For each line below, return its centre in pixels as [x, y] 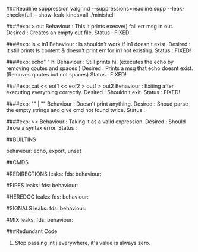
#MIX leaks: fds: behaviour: [40, 220]
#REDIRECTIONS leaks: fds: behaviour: [54, 174]
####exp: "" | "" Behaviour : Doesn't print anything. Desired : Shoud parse [97, 104]
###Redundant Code [32, 231]
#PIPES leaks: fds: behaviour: [42, 185]
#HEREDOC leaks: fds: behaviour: [48, 197]
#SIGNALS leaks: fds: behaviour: [46, 208]
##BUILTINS [21, 139]
